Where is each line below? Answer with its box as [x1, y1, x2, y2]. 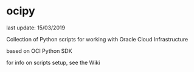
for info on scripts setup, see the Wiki [6, 59, 100, 66]
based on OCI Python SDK [6, 47, 72, 55]
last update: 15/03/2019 [6, 24, 66, 31]
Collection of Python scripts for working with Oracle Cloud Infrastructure [6, 35, 189, 43]
